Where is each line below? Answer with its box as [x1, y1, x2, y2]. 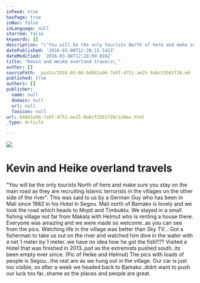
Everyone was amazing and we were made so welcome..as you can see [6, 219, 183, 226]
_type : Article [6, 120, 44, 126]
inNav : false [6, 20, 39, 26]
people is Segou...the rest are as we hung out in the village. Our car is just [6, 257, 187, 265]
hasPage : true [6, 14, 42, 20]
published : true [6, 75, 46, 81]
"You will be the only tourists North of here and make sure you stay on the [6, 181, 187, 188]
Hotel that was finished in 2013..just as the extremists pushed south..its [6, 245, 180, 252]
